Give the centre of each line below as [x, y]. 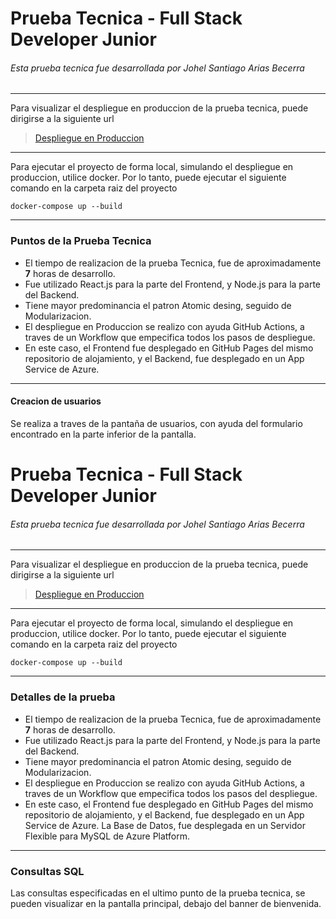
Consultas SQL [47, 871]
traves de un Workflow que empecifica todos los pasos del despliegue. [171, 793]
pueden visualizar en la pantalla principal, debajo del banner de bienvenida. [166, 903]
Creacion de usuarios [56, 401]
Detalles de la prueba [63, 697]
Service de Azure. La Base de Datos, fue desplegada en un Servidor [165, 825]
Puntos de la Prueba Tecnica [81, 241]
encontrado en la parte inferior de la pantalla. [103, 434]
